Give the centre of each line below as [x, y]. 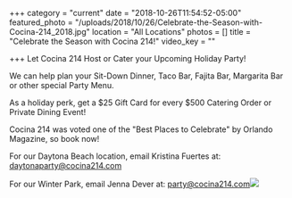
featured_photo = [41, 22]
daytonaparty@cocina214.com [66, 165]
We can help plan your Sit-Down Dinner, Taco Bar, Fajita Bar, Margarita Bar [146, 76]
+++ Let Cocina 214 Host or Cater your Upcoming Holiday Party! [128, 58]
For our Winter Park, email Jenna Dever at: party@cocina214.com [129, 184]
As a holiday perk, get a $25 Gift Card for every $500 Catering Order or [141, 103]
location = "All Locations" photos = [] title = [172, 32]
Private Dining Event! [48, 112]
